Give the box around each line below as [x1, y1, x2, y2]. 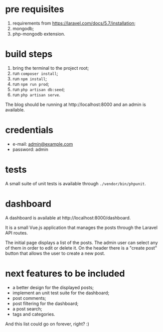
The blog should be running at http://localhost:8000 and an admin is [5, 101, 146, 107]
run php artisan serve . [12, 91, 61, 97]
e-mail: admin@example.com [12, 141, 73, 147]
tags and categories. [12, 311, 55, 317]
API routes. [5, 230, 29, 236]
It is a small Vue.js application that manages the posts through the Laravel [5, 225, 158, 231]
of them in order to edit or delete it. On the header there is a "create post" [5, 245, 157, 251]
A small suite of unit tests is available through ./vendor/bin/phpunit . [5, 180, 146, 186]
